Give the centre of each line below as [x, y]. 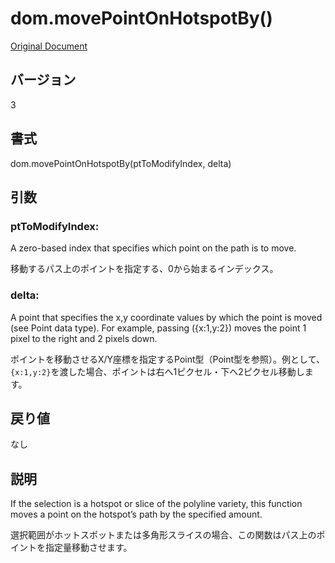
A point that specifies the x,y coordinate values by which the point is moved [166, 317]
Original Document [49, 46]
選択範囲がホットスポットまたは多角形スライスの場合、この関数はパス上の [163, 535]
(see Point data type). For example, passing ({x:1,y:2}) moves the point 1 [158, 328]
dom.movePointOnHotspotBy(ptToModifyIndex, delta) [121, 163]
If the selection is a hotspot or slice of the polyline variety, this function [156, 504]
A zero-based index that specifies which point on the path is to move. [153, 248]
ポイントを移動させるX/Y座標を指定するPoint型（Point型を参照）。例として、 [167, 359]
